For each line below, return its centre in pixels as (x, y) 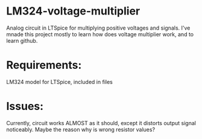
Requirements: (44, 65)
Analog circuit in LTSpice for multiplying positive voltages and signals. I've (98, 28)
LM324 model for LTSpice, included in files (59, 82)
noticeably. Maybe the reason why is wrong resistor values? (81, 129)
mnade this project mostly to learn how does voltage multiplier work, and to (100, 34)
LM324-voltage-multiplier (73, 11)
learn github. (22, 40)
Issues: (25, 106)
